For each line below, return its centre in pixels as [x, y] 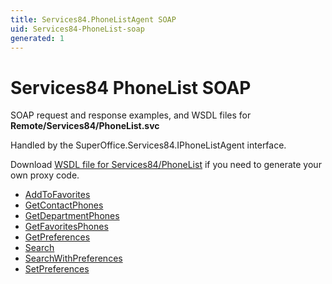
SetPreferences [57, 269]
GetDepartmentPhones [72, 216]
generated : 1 [37, 38]
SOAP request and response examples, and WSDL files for [131, 115]
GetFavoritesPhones [66, 227]
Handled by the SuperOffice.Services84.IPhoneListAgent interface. [148, 145]
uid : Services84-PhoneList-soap [77, 29]
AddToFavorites [57, 195]
